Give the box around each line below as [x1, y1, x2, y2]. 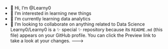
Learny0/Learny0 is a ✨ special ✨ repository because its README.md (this [10, 27, 163, 33]
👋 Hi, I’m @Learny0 [10, 5, 51, 11]
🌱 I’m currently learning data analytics [10, 16, 91, 21]
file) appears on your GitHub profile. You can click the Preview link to [10, 32, 156, 38]
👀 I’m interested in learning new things [10, 10, 91, 16]
